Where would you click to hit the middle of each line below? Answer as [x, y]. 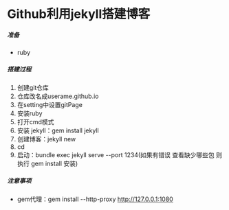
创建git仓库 [33, 88]
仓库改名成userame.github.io [58, 96]
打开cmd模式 [35, 122]
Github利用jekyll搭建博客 [79, 14]
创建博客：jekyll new [46, 139]
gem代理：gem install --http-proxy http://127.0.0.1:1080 [95, 199]
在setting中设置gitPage [50, 105]
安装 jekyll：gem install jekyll [58, 130]
